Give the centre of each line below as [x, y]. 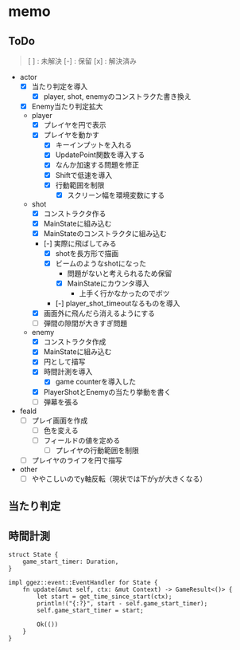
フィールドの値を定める [82, 440]
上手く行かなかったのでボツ [124, 293]
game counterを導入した [96, 382]
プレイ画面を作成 [60, 420]
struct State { [33, 555]
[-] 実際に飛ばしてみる [80, 243]
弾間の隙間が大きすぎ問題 [85, 323]
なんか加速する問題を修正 [97, 165]
